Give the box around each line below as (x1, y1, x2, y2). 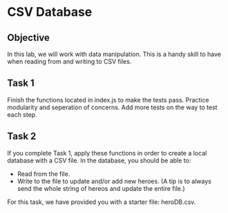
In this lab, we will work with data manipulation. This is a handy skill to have (7, 50, 221, 58)
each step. (7, 110, 37, 118)
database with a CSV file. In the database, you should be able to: (7, 156, 191, 165)
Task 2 (7, 131, 37, 142)
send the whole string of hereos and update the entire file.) (17, 184, 185, 192)
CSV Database (7, 4, 93, 20)
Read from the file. (17, 169, 70, 178)
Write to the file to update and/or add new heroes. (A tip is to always (17, 177, 212, 185)
